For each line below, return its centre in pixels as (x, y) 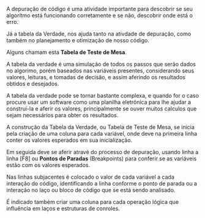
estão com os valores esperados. (48, 165)
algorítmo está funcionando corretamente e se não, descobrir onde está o (99, 15)
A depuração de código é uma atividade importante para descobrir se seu (99, 9)
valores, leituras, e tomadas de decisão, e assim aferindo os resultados (96, 77)
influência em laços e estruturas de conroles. (63, 208)
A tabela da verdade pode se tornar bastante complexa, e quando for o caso (102, 95)
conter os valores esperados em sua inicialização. (69, 140)
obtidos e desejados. (33, 84)
